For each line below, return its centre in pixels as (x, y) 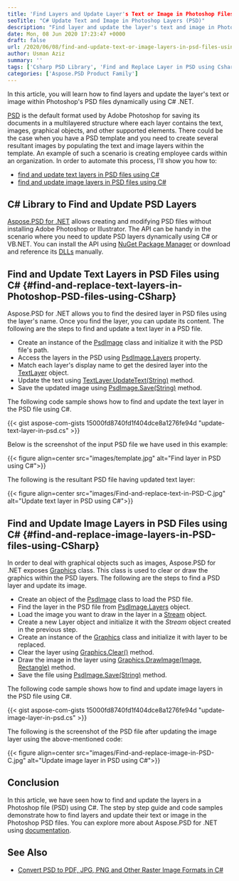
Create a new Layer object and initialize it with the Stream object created (124, 622)
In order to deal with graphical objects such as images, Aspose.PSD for (112, 563)
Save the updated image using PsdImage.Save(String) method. (110, 388)
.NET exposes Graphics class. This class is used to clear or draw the (108, 570)
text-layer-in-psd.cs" (38, 431)
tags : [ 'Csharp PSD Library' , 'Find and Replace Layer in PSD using (111, 67)
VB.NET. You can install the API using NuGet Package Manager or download (119, 244)
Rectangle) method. (47, 667)
